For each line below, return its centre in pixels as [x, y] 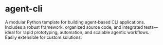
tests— [151, 27]
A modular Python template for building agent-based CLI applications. [75, 22]
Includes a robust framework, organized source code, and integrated [74, 27]
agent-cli [24, 9]
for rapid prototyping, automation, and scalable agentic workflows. [82, 32]
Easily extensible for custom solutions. [44, 37]
